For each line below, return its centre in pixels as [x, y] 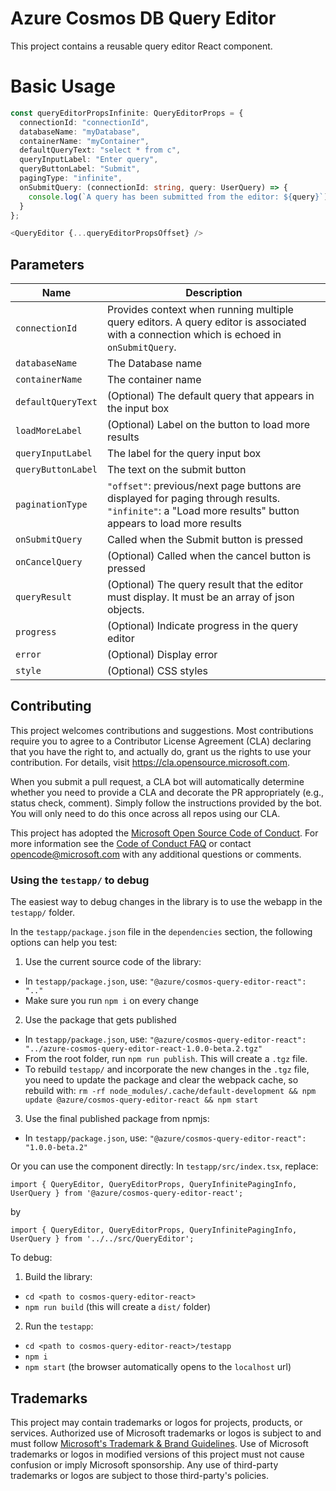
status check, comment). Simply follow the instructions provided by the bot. [166, 803]
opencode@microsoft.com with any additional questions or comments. [156, 854]
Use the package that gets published [100, 1020]
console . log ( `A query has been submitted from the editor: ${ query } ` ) [178, 197]
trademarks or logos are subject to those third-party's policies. [139, 1475]
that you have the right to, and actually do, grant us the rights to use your [161, 751]
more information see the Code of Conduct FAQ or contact [131, 843]
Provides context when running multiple [200, 310]
